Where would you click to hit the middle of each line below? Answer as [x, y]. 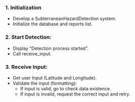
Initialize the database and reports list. [53, 24]
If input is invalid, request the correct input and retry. [75, 94]
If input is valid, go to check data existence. [66, 88]
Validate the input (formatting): [45, 83]
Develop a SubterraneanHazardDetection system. [64, 19]
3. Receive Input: [27, 66]
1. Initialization [23, 8]
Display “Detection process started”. [50, 48]
